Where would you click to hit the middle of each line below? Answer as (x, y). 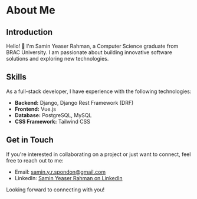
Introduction (29, 32)
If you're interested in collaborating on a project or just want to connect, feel (98, 154)
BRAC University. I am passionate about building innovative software (89, 52)
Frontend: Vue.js (35, 109)
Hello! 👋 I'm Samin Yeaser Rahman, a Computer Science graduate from (92, 46)
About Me (31, 10)
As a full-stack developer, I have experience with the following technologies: (99, 91)
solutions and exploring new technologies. (58, 59)
